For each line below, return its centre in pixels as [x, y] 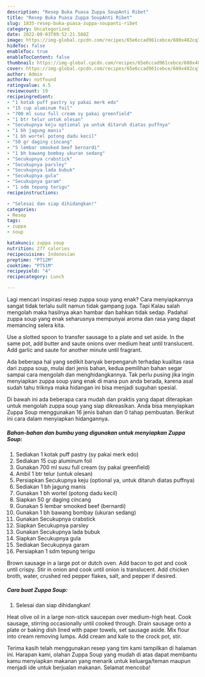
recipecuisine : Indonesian [41, 254]
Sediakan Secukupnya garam [52, 545]
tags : [14, 221]
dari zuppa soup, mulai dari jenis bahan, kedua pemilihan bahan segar [95, 368]
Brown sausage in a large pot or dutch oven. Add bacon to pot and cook [97, 563]
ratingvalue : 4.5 [29, 86]
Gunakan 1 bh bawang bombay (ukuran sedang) [76, 512]
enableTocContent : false [38, 57]
